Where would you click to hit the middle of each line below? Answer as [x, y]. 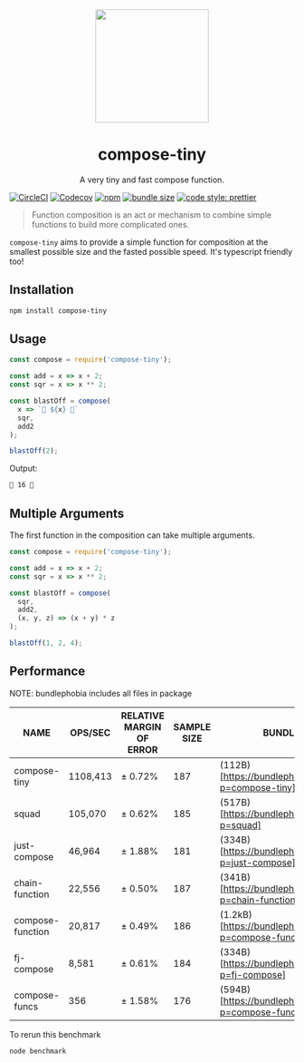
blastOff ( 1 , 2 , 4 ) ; [46, 643]
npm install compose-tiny [58, 311]
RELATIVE [142, 716]
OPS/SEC [90, 732]
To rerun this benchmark [55, 1034]
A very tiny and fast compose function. [152, 180]
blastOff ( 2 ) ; [34, 451]
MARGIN [142, 727]
